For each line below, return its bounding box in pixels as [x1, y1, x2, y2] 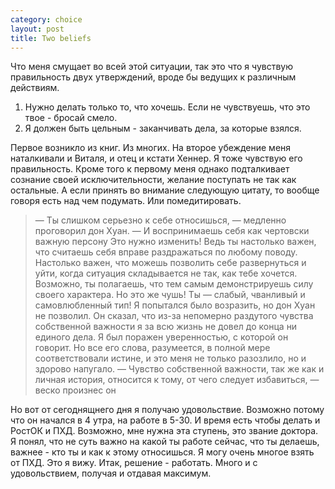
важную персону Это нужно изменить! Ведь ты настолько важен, [34, 236, 317, 248]
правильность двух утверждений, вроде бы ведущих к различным [10, 71, 297, 83]
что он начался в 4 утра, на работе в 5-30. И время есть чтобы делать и [10, 414, 321, 426]
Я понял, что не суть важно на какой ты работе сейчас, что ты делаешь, [10, 436, 320, 448]
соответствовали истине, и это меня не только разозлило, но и [34, 352, 307, 365]
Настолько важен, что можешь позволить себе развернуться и [34, 257, 307, 269]
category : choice [10, 14, 83, 25]
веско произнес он [34, 384, 117, 396]
